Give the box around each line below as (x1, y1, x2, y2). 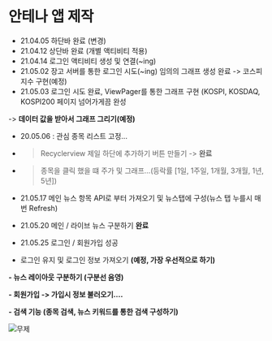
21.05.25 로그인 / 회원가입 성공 (19, 237, 119, 248)
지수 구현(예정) (19, 76, 67, 86)
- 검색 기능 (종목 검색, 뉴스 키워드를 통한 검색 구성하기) (8, 306, 179, 317)
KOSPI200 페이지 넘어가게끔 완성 (19, 97, 127, 106)
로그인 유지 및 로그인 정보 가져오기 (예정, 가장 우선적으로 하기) (19, 255, 216, 265)
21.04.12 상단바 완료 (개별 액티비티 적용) (19, 45, 148, 55)
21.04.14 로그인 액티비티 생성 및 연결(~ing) (19, 56, 157, 66)
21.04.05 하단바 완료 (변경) (19, 36, 107, 45)
